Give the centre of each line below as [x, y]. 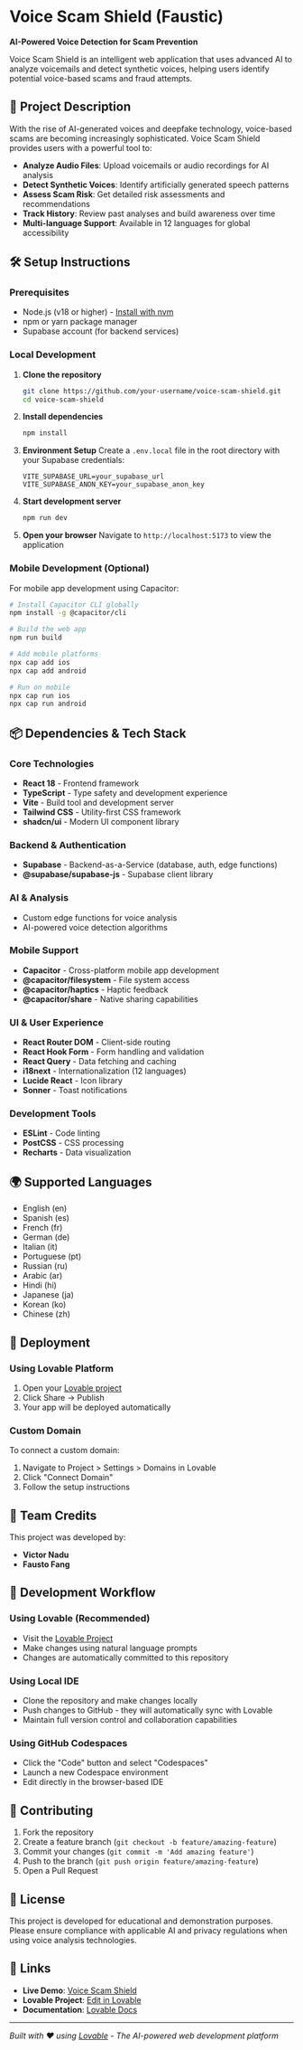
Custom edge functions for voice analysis [100, 917]
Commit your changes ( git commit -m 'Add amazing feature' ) [138, 1852]
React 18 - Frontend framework [81, 783]
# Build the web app [48, 629]
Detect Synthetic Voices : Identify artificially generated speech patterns [156, 184]
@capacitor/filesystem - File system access [106, 979]
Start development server [72, 501]
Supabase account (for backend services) [101, 331]
